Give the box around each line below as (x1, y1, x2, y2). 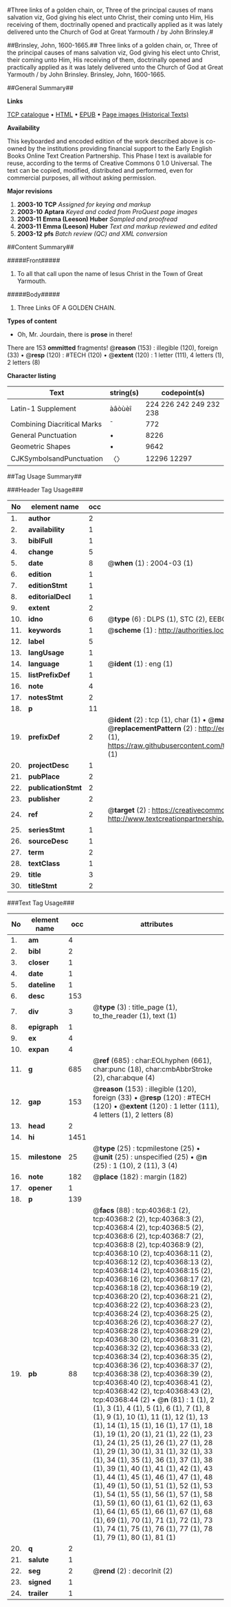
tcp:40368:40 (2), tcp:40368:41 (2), (92, 1378, 213, 1387)
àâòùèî (109, 404, 132, 413)
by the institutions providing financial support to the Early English (27, 145, 212, 152)
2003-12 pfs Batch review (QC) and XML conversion (16, 230, 168, 238)
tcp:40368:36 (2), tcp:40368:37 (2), (92, 1361, 213, 1369)
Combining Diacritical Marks (10, 419, 102, 429)
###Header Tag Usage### (7, 485, 84, 494)
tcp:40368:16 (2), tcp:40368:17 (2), (92, 1274, 213, 1283)
